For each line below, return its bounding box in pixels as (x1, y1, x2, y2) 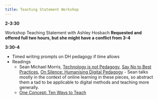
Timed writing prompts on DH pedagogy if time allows (12, 54, 120, 59)
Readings (12, 58, 31, 64)
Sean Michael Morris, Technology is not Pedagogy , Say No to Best (19, 64, 152, 70)
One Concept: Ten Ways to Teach (19, 89, 86, 95)
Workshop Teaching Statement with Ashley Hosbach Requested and (5, 29, 142, 35)
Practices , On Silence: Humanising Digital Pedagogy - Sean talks (19, 69, 148, 75)
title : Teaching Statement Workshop (5, 7, 79, 12)
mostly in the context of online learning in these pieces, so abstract (19, 74, 153, 80)
